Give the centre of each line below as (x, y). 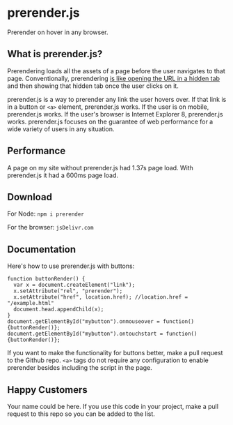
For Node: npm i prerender (46, 214)
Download (30, 197)
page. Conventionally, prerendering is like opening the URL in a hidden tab (114, 78)
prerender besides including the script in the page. (80, 368)
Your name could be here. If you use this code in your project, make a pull (113, 407)
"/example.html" (31, 304)
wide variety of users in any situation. (61, 129)
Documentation (42, 249)
